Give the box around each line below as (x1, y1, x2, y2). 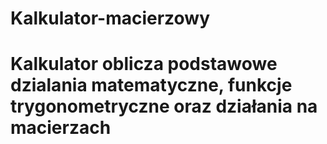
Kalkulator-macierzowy (10, 7, 211, 30)
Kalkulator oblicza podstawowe (10, 53, 278, 76)
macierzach (10, 117, 112, 139)
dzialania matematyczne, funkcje (10, 74, 293, 97)
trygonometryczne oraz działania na (10, 95, 318, 118)
